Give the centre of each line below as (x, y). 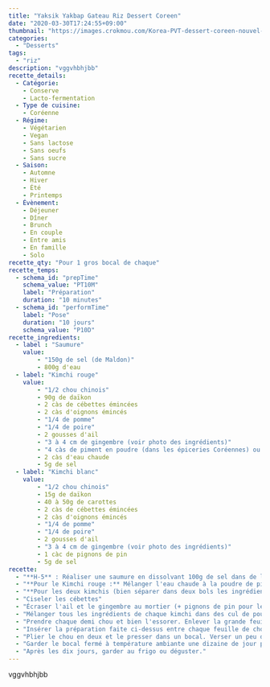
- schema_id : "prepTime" (57, 278)
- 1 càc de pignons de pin (82, 554)
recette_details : (37, 76)
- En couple (43, 233)
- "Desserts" (37, 46)
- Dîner (35, 218)
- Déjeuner (41, 210)
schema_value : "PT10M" (61, 285)
